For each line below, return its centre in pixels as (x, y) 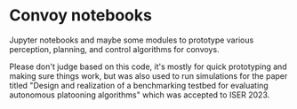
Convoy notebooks (81, 16)
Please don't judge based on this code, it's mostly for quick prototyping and (148, 66)
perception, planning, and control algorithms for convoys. (114, 49)
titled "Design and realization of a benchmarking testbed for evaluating (139, 85)
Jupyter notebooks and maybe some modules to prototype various (132, 40)
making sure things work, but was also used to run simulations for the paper (148, 75)
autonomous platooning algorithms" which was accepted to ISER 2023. (140, 95)
